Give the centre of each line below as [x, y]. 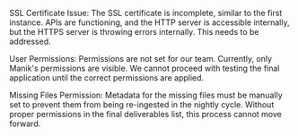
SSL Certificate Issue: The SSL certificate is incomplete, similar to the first [146, 13]
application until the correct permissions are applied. [107, 78]
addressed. [30, 41]
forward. [25, 123]
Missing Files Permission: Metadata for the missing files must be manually [146, 95]
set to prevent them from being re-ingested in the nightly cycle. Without [142, 105]
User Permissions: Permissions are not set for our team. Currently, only [140, 59]
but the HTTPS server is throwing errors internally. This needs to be [134, 32]
